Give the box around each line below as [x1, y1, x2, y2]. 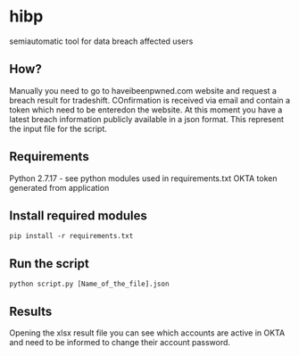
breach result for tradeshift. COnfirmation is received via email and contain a [9, 95, 291, 105]
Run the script [9, 256, 89, 271]
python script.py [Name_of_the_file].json [9, 279, 170, 289]
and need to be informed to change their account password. [9, 337, 230, 347]
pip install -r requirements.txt [9, 232, 134, 241]
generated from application [9, 182, 110, 193]
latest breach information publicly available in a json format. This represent [9, 113, 284, 124]
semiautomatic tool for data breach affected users [9, 36, 194, 46]
